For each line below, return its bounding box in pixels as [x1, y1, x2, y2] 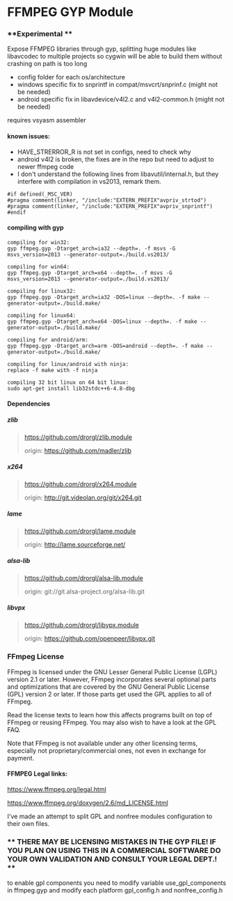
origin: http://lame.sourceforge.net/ [24, 541, 126, 549]
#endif [7, 209, 26, 216]
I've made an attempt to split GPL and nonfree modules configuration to [7, 812, 213, 820]
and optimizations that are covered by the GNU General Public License [7, 683, 210, 691]
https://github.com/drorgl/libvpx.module [24, 621, 139, 630]
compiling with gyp [7, 223, 64, 232]
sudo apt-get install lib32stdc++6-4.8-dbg [7, 385, 136, 392]
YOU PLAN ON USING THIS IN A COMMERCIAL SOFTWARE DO [7, 845, 221, 855]
